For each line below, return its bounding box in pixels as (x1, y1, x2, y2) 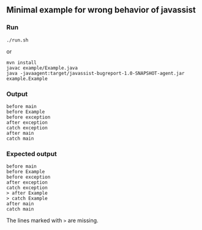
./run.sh (6, 37, 29, 43)
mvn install (6, 59, 37, 66)
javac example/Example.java (6, 65, 78, 71)
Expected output (6, 149, 57, 158)
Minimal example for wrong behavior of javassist (6, 5, 196, 15)
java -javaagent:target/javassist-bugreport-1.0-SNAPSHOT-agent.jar (6, 70, 185, 76)
